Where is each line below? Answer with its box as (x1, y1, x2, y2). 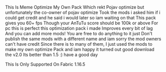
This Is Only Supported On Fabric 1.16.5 (5, 62, 85, 67)
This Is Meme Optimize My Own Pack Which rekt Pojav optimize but (5, 4, 144, 10)
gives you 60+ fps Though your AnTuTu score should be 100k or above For (5, 20, 159, 26)
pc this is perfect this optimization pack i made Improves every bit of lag (5, 25, 153, 31)
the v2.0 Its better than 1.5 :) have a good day (5, 52, 98, 58)
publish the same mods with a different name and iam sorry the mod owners (5, 36, 162, 42)
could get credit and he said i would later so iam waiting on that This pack (5, 15, 156, 20)
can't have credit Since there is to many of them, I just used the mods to (5, 41, 153, 47)
